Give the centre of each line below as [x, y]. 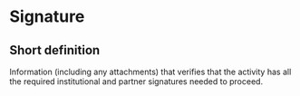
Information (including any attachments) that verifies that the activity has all [150, 72]
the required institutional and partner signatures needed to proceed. [136, 82]
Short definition [55, 50]
